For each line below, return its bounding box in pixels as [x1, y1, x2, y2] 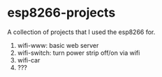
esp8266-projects [7, 5, 116, 21]
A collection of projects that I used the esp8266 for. [7, 28, 156, 36]
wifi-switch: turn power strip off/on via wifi [17, 49, 140, 57]
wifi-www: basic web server [17, 41, 99, 49]
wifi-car [17, 55, 40, 64]
